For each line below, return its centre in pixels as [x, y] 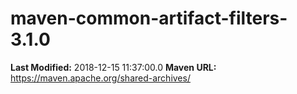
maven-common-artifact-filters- [149, 18]
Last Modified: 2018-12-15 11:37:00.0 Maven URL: [113, 67]
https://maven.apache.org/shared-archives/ [100, 78]
